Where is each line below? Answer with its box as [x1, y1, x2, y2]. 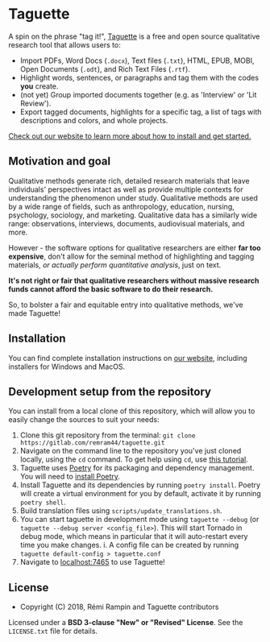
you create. [19, 81, 59, 91]
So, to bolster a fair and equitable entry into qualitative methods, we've [8, 300, 243, 309]
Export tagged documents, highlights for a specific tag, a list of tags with [19, 106, 262, 117]
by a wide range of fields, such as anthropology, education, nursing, [8, 201, 235, 211]
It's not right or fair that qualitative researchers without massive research [8, 275, 260, 285]
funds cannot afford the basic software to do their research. [8, 284, 214, 294]
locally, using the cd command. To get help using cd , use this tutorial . [19, 454, 248, 464]
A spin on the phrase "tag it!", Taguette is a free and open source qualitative [8, 31, 260, 41]
